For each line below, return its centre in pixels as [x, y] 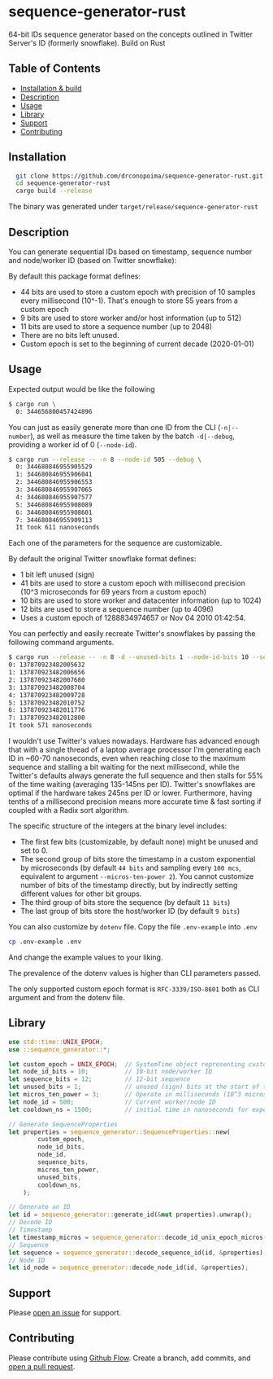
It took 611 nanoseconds [58, 528]
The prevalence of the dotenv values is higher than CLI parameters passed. [135, 973]
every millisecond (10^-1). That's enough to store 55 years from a [129, 301]
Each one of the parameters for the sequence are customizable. [115, 543]
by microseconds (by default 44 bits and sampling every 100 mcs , [130, 868]
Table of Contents [55, 69]
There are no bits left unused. [69, 335]
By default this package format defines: [74, 276]
